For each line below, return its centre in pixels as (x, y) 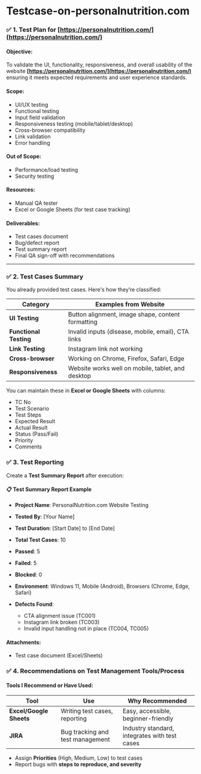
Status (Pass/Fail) (36, 434)
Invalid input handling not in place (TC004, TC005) (86, 628)
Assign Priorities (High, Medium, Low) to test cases (79, 758)
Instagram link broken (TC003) (62, 622)
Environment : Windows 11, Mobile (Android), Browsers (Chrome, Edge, (102, 586)
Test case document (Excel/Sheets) (59, 655)
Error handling (32, 142)
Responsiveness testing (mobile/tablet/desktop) (74, 123)
